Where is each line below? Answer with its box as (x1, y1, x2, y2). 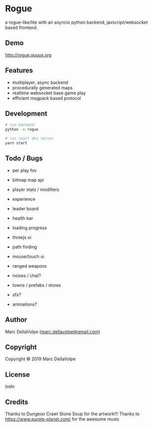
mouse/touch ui (12, 253, 44, 259)
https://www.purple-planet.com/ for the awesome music (5, 416, 120, 422)
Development (5, 109, 48, 117)
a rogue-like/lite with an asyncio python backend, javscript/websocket (5, 19, 148, 25)
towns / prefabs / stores (12, 282, 61, 288)
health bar (12, 215, 34, 221)
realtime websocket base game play (12, 90, 86, 96)
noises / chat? (12, 272, 41, 278)
